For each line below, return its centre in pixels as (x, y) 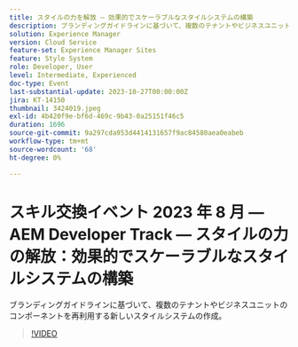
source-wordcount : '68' (53, 149)
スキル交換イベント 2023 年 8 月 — (137, 212)
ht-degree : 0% (35, 158)
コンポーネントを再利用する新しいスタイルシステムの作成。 (118, 316)
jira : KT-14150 (37, 100)
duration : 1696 (37, 125)
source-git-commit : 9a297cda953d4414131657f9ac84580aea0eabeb (126, 133)
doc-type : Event (39, 83)
